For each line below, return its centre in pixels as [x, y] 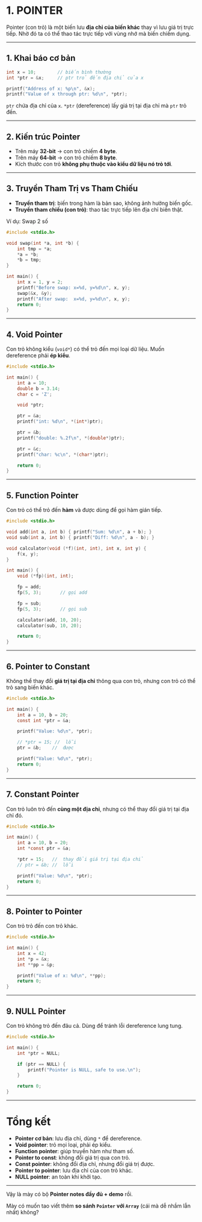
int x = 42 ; [32, 953]
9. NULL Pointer [36, 1011]
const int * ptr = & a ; [44, 720]
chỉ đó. [15, 815]
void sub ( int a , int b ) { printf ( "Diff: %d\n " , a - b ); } [80, 537]
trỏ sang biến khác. [30, 687]
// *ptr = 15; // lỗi [47, 742]
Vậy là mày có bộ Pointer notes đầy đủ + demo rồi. [70, 1194]
